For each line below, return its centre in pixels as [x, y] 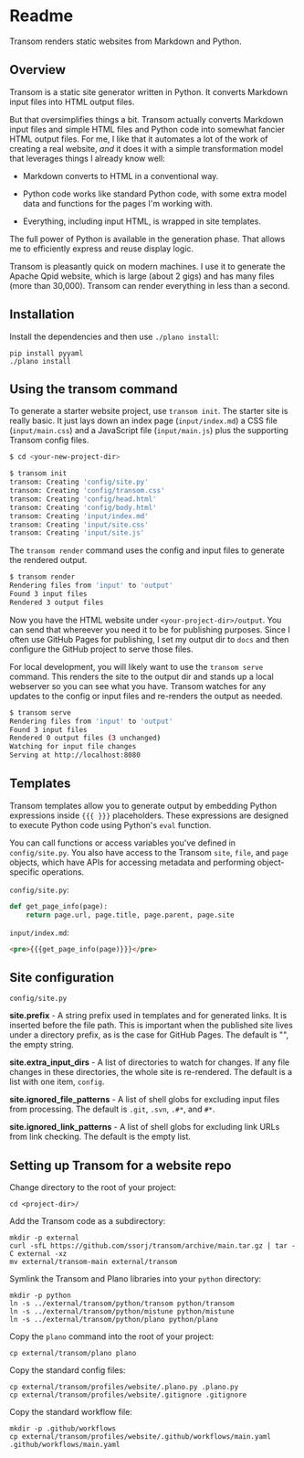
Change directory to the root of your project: [93, 1187]
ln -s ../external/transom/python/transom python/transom [122, 1304]
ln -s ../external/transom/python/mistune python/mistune [122, 1312]
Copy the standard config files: [68, 1370]
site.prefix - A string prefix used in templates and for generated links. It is [148, 1016]
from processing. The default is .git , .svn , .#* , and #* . [112, 1109]
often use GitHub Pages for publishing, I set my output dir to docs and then [149, 639]
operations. [63, 872]
